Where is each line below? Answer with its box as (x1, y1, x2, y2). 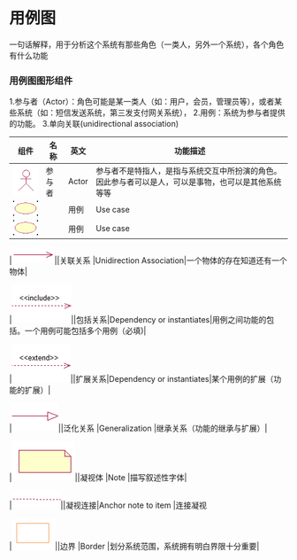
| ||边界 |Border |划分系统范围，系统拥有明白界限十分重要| (9, 541, 260, 552)
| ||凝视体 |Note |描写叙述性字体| (9, 472, 187, 483)
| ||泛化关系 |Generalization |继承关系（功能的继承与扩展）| (9, 423, 268, 434)
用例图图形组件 (9, 74, 73, 87)
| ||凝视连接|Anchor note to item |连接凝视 (9, 500, 208, 510)
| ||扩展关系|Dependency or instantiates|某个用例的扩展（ (9, 374, 274, 385)
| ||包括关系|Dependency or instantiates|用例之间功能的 (9, 315, 267, 325)
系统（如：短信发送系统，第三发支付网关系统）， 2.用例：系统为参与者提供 (16, 107, 286, 118)
